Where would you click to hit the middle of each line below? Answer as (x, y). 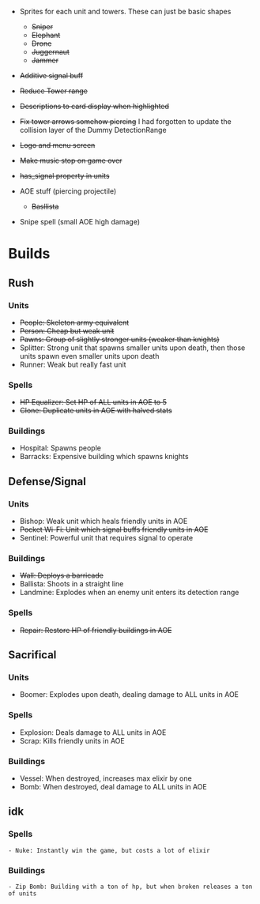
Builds (29, 254)
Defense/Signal (47, 481)
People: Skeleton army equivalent (74, 322)
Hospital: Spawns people (60, 448)
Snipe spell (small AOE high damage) (80, 222)
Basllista (45, 206)
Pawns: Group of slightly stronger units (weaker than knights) (119, 339)
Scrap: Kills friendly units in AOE (72, 740)
